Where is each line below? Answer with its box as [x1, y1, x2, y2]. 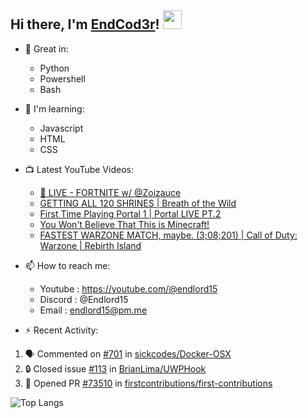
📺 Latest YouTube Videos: [24, 163, 134, 175]
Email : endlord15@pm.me [39, 304, 148, 316]
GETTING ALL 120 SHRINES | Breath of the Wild [39, 197, 237, 209]
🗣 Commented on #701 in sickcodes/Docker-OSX [24, 347, 232, 360]
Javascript [39, 122, 84, 134]
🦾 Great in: [24, 42, 69, 55]
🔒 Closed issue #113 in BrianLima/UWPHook [24, 362, 207, 375]
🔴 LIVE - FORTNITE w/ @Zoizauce [39, 186, 182, 198]
